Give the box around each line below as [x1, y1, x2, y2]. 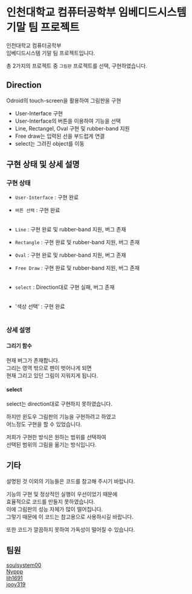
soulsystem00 [6, 561, 42, 569]
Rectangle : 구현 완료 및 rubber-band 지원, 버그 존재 [14, 239, 140, 246]
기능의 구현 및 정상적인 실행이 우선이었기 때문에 [6, 490, 118, 497]
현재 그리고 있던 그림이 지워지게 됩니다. [6, 372, 98, 379]
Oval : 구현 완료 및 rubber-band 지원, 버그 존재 [14, 251, 127, 259]
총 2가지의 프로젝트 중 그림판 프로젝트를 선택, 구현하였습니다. [6, 62, 148, 69]
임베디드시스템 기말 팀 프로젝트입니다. [6, 49, 95, 56]
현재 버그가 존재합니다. [6, 357, 60, 364]
